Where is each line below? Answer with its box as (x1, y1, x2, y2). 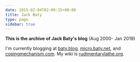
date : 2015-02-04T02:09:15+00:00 (5, 7, 76, 13)
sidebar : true (5, 21, 36, 27)
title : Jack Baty (5, 12, 42, 17)
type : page (5, 17, 29, 22)
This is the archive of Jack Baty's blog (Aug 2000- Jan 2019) (5, 36, 135, 42)
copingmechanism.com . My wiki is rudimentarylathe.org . (5, 51, 125, 57)
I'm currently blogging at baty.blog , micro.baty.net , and (5, 45, 121, 51)
